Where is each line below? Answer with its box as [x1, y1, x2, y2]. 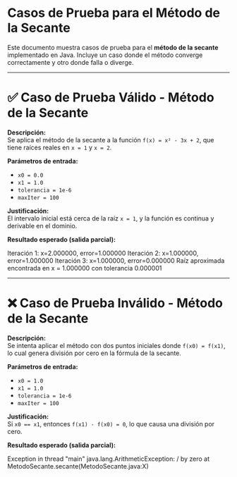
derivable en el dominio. [7, 221, 78, 230]
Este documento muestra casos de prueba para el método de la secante [7, 43, 219, 51]
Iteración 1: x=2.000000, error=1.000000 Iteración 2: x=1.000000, [7, 249, 199, 257]
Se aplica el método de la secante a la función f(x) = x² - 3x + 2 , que [7, 135, 214, 144]
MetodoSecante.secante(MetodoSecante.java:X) [7, 461, 150, 470]
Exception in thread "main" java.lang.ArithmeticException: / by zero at [7, 454, 210, 463]
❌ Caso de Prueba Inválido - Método [7, 295, 224, 311]
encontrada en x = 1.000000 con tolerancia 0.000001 [7, 264, 162, 272]
